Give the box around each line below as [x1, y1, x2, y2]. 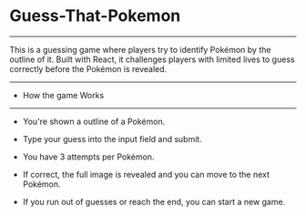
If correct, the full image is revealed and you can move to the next [22, 169, 270, 180]
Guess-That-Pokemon [9, 5, 181, 26]
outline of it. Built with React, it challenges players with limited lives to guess [9, 54, 295, 65]
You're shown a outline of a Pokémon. [22, 116, 166, 127]
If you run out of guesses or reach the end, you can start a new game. [22, 196, 286, 207]
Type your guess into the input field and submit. [22, 133, 202, 144]
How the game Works [22, 89, 105, 100]
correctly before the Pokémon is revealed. [9, 63, 168, 74]
